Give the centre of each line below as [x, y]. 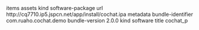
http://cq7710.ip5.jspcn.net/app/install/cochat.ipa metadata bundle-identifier [100, 14]
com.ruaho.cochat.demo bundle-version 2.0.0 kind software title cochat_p [97, 21]
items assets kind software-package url [55, 8]
